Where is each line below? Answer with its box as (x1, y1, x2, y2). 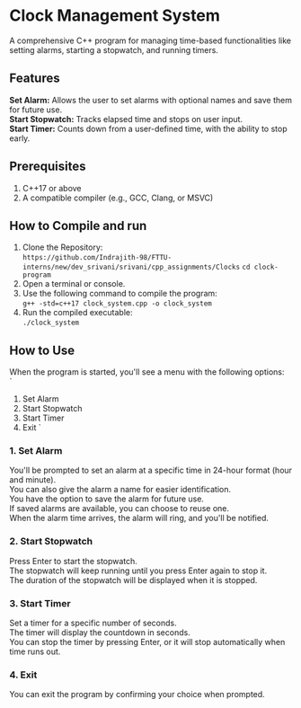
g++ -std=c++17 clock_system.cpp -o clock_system (22, 299, 213, 308)
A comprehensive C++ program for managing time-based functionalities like (9, 35, 292, 46)
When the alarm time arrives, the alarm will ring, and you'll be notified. (9, 513, 270, 524)
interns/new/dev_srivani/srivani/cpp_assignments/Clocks (22, 262, 241, 272)
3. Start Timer (9, 597, 71, 609)
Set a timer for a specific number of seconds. (9, 617, 177, 629)
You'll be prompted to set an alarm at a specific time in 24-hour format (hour (9, 465, 293, 476)
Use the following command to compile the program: (22, 288, 217, 299)
